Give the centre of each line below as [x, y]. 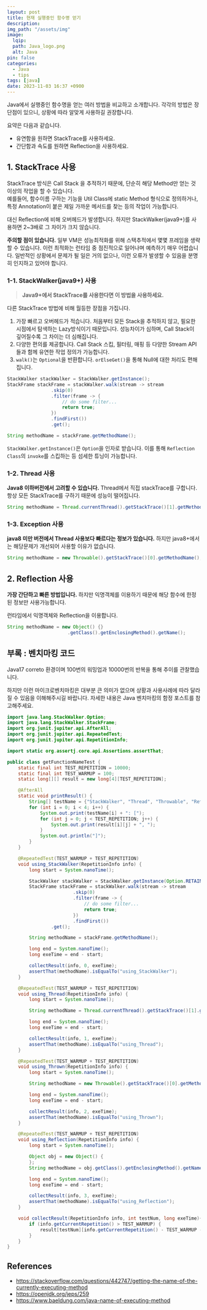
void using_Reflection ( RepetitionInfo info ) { [79, 1140]
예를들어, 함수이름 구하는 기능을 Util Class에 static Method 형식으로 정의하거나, [103, 198]
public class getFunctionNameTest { [54, 762]
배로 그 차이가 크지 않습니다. [67, 227]
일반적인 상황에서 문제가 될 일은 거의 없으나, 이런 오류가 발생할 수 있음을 [101, 255]
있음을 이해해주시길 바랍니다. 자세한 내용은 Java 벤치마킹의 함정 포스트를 [107, 697]
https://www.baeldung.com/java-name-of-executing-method [93, 1301]
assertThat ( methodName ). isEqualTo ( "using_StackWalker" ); [103, 971]
